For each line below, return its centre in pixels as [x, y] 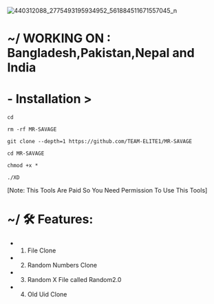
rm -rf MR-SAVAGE [32, 130]
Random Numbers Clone [62, 265]
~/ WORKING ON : [59, 39]
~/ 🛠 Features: [50, 219]
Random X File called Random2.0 [74, 280]
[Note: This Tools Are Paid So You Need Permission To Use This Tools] [107, 191]
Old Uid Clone [47, 294]
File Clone [42, 250]
